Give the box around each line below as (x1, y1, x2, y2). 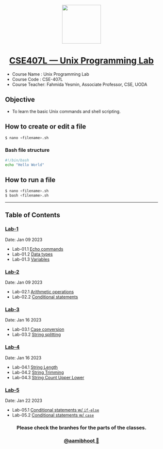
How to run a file (5, 176, 56, 184)
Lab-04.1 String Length (12, 364, 58, 370)
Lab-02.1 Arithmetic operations (12, 289, 74, 295)
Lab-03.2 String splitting (12, 332, 61, 337)
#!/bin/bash (5, 158, 29, 162)
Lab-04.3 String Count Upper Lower (12, 374, 84, 380)
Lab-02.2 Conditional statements (12, 294, 79, 300)
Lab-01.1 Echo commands (12, 246, 64, 252)
